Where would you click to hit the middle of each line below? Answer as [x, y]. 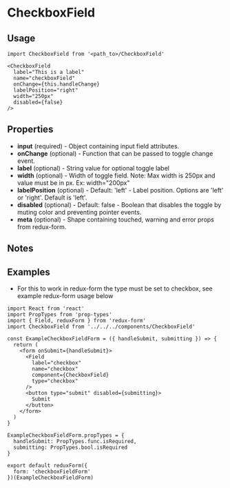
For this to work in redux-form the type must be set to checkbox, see [115, 289]
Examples [29, 272]
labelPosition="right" [46, 90]
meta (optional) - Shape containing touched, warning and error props [116, 219]
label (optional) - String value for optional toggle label [93, 168]
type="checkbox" [55, 381]
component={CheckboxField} [71, 375]
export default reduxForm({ [48, 466]
